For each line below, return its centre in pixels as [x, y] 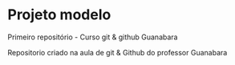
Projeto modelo [59, 15]
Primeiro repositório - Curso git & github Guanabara [93, 37]
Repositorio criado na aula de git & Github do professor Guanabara [118, 52]
